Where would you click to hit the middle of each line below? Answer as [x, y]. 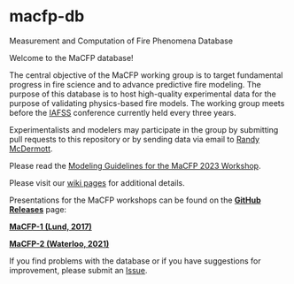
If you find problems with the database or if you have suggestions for [135, 261]
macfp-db [47, 16]
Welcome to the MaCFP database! [72, 58]
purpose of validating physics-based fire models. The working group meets [147, 103]
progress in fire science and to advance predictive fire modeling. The [135, 84]
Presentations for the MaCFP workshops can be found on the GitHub [135, 200]
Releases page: [38, 209]
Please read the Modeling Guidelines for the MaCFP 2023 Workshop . [135, 165]
